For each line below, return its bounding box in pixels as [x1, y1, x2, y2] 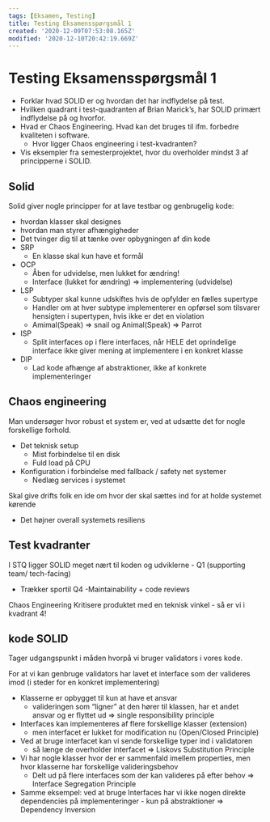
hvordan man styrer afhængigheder [19, 226, 139, 235]
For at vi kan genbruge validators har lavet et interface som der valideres [8, 669, 251, 679]
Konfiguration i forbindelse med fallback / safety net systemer [19, 466, 226, 476]
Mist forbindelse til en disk [32, 449, 120, 459]
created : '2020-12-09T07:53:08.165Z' [8, 27, 136, 35]
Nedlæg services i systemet [32, 475, 126, 485]
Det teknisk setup [19, 440, 79, 450]
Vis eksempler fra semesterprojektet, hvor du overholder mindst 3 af [19, 147, 249, 158]
